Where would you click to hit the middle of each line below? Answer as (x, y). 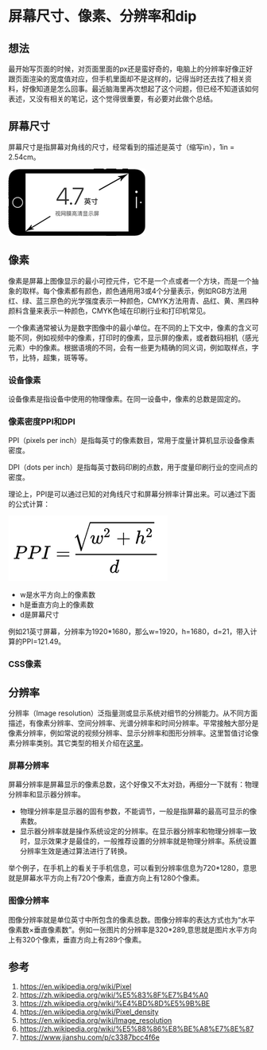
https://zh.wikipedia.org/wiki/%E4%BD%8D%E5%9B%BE (115, 1004)
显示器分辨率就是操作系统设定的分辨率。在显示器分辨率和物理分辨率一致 (138, 831)
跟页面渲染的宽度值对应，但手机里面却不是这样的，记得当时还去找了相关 (126, 79)
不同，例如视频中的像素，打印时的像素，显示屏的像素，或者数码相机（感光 (137, 337)
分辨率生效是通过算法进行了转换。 (75, 851)
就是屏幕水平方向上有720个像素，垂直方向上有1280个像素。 (106, 878)
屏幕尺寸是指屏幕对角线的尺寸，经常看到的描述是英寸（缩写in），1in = (122, 147)
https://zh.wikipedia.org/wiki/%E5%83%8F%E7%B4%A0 (114, 995)
